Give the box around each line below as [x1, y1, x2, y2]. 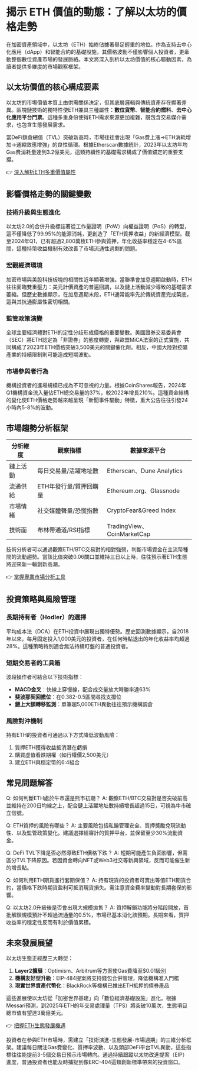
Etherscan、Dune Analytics [107, 467, 183, 475]
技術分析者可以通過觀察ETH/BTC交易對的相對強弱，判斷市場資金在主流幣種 [6, 546, 189, 553]
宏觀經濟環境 [6, 261, 43, 270]
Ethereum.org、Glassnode [107, 487, 180, 495]
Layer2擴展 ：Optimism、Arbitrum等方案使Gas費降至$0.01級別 [14, 968, 167, 975]
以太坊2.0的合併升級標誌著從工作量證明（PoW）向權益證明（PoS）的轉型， [6, 223, 190, 230]
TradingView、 [107, 522, 148, 530]
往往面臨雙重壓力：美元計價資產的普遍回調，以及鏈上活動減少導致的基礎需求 [6, 283, 192, 290]
